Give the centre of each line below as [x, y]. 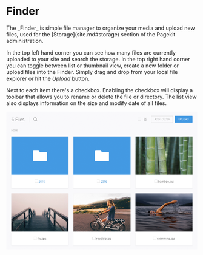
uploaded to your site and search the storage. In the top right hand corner [98, 59]
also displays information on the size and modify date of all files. [86, 103]
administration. [25, 41]
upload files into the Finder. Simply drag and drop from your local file [92, 72]
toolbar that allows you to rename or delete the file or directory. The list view [101, 97]
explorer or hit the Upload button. [48, 78]
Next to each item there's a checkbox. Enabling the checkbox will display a [100, 90]
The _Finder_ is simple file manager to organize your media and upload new [101, 28]
